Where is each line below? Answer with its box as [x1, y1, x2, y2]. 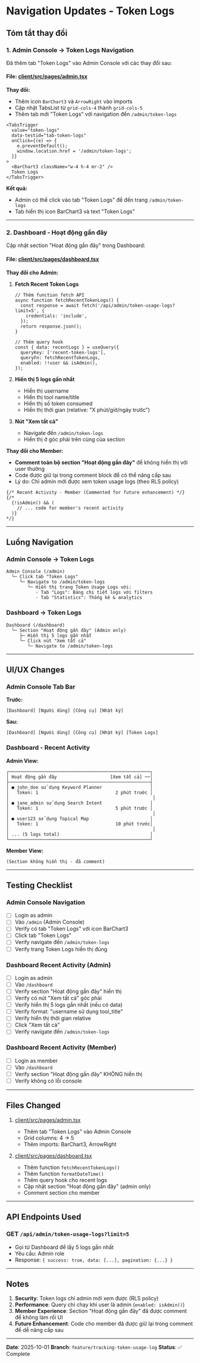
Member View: [6, 847, 43, 854]
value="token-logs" [11, 127, 60, 134]
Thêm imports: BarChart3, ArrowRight [23, 1140, 117, 1148]
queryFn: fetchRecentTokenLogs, [20, 354, 101, 360]
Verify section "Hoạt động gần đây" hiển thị [14, 988, 122, 995]
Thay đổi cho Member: [6, 447, 64, 454]
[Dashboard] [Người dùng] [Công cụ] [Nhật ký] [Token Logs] [6, 730, 159, 736]
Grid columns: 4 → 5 [23, 1134, 74, 1141]
